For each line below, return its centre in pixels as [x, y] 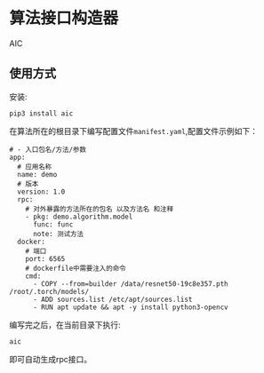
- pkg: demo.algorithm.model [79, 217]
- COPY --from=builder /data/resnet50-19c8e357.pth [130, 284]
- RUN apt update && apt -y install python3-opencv [130, 307]
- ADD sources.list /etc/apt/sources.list [112, 299]
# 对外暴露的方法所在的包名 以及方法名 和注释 [100, 209]
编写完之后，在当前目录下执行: [65, 324]
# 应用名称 [35, 167]
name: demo [37, 174]
